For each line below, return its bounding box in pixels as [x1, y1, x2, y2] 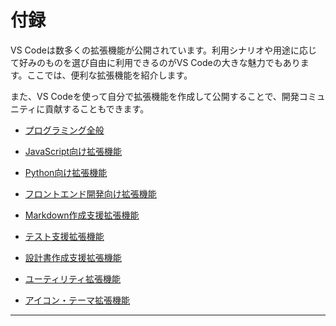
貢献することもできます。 [44, 102, 150, 115]
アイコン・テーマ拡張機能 [24, 294, 131, 306]
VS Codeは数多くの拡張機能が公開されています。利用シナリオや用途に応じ [10, 44, 318, 56]
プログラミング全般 [24, 124, 105, 136]
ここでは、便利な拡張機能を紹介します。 [26, 69, 193, 81]
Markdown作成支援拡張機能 [24, 209, 140, 221]
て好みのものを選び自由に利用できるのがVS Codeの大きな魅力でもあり [10, 56, 301, 68]
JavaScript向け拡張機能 [24, 145, 123, 157]
